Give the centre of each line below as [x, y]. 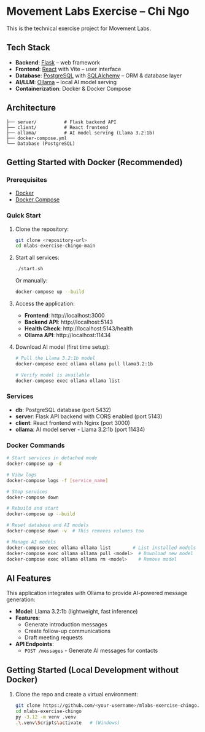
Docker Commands [36, 445]
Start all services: [37, 258]
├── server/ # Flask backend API [61, 122]
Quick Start [24, 216]
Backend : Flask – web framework [57, 62]
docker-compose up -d [34, 464]
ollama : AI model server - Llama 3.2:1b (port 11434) [80, 429]
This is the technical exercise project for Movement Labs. [79, 28]
